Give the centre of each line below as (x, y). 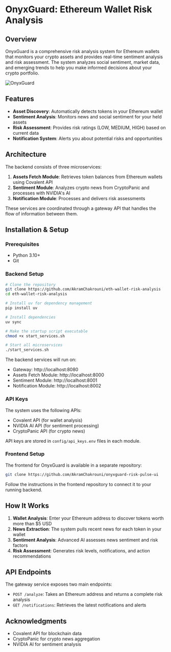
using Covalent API (33, 182)
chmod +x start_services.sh (35, 336)
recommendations (32, 556)
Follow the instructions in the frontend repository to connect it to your (78, 484)
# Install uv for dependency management (49, 303)
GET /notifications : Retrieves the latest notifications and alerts (79, 605)
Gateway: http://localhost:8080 (45, 370)
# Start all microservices (34, 345)
